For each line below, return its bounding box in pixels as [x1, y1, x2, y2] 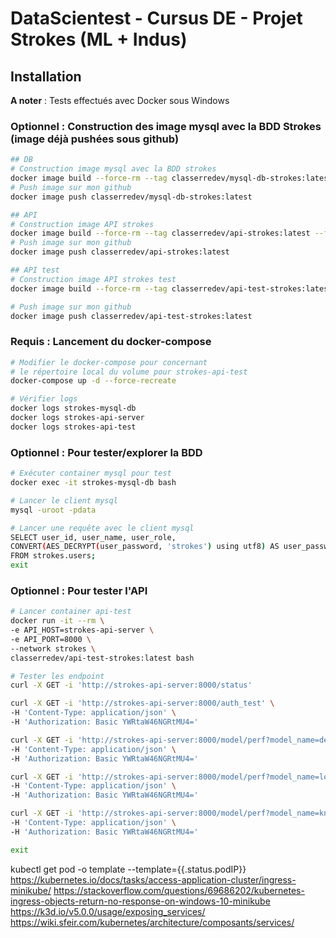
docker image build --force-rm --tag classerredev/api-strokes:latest [10, 228, 311, 239]
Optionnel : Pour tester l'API [10, 583, 148, 597]
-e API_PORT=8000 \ [10, 634, 92, 644]
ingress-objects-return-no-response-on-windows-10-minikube [10, 895, 271, 907]
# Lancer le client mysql [10, 495, 118, 506]
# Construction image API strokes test [10, 274, 177, 284]
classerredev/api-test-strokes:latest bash [10, 653, 195, 663]
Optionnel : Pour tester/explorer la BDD [10, 445, 203, 459]
